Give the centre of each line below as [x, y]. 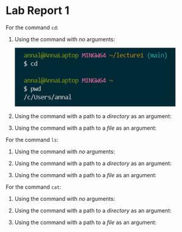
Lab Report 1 [37, 11]
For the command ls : [32, 139]
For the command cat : [33, 187]
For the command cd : [32, 27]
